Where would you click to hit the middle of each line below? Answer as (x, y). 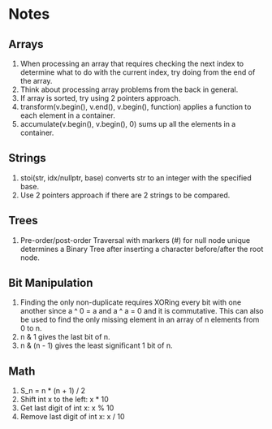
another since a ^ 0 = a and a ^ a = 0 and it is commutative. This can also (142, 311)
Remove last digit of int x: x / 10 (72, 417)
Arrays (26, 44)
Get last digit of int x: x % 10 (67, 408)
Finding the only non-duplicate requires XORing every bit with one (131, 302)
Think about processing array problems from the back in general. (129, 89)
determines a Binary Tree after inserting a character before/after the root (142, 249)
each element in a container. (67, 115)
